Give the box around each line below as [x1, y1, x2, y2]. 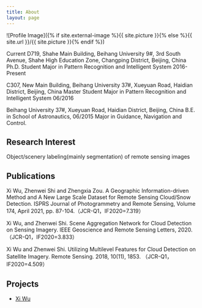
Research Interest [6, 137, 76, 147]
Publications [6, 171, 56, 181]
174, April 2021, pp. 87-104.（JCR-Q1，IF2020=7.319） [6, 208, 144, 215]
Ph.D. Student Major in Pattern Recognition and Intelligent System [6, 62, 172, 70]
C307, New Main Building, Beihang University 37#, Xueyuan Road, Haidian [6, 81, 193, 89]
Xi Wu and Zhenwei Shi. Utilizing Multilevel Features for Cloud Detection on [6, 246, 196, 253]
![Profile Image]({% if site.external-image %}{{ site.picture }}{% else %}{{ [6, 31, 193, 39]
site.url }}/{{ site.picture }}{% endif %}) [6, 38, 105, 45]
